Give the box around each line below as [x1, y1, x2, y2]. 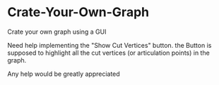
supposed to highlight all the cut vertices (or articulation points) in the [7, 48, 210, 57]
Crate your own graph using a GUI [7, 27, 107, 36]
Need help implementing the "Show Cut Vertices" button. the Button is [7, 41, 212, 49]
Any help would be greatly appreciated [7, 70, 120, 78]
